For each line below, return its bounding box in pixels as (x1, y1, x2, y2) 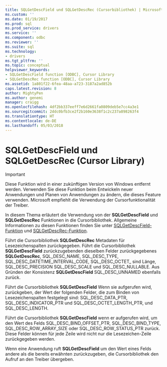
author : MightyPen (5, 91, 43, 96)
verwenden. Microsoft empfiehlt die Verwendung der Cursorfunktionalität (5, 197, 156, 203)
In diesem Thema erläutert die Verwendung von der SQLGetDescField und (5, 212, 158, 218)
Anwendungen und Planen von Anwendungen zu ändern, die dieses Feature (5, 192, 161, 198)
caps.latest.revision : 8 (5, 86, 57, 91)
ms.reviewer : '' (5, 40, 39, 45)
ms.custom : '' (5, 12, 35, 17)
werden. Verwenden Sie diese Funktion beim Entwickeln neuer (5, 186, 133, 192)
